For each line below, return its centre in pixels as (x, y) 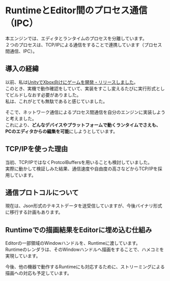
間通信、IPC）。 (21, 51)
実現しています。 (23, 256)
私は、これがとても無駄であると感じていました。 (56, 101)
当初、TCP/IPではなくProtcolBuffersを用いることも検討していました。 (79, 162)
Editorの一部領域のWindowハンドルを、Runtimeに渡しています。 (73, 243)
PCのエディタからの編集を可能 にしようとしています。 (62, 131)
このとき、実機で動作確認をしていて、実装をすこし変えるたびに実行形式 (81, 88)
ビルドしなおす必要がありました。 (45, 95)
